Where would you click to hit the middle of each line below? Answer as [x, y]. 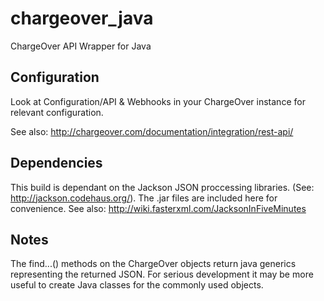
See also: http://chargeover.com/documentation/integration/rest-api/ [152, 131]
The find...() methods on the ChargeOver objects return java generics [153, 264]
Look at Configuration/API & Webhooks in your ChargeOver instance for [158, 101]
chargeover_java [82, 18]
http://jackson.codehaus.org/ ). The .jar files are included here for [144, 198]
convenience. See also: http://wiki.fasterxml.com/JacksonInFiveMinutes [158, 208]
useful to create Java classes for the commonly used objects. [137, 285]
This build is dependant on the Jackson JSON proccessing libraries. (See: [162, 187]
